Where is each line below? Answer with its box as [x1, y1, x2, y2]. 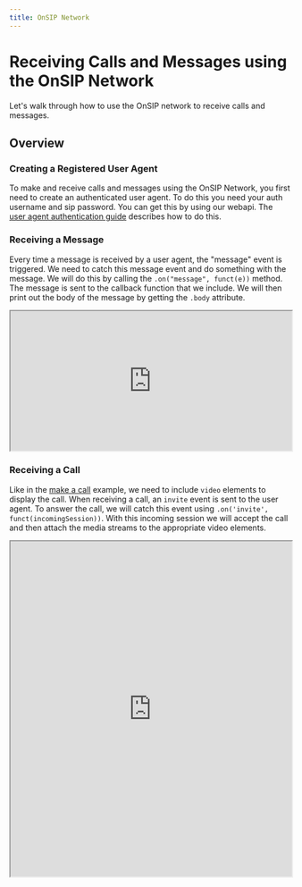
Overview [9, 135, 65, 150]
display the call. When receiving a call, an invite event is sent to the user [9, 494, 279, 504]
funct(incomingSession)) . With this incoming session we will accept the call [9, 512, 289, 523]
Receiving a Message [9, 233, 105, 246]
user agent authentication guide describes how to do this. [9, 211, 222, 222]
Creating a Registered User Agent [9, 162, 158, 174]
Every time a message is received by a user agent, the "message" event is [9, 254, 283, 265]
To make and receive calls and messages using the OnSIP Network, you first [9, 182, 290, 193]
